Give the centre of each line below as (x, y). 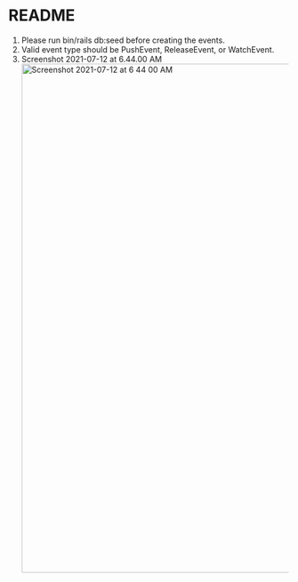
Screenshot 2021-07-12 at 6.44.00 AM (91, 59)
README (42, 16)
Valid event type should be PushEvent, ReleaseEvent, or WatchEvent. (148, 49)
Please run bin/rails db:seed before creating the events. (123, 40)
